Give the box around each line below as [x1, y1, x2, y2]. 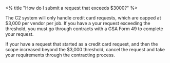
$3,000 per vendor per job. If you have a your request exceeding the [5, 20, 150, 26]
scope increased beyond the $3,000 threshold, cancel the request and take [5, 47, 165, 52]
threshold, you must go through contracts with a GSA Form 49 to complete [5, 26, 163, 32]
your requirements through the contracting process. [5, 52, 116, 58]
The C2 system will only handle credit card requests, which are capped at [5, 15, 161, 20]
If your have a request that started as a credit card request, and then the [5, 41, 158, 47]
